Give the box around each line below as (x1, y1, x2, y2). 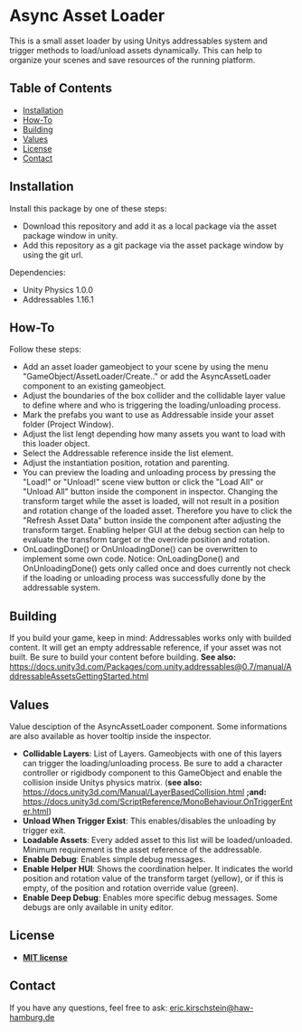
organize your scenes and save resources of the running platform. (9, 54, 256, 65)
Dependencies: (9, 267, 66, 277)
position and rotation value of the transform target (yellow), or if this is (22, 873, 285, 884)
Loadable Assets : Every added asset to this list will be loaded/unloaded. (22, 835, 293, 845)
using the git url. (22, 249, 84, 260)
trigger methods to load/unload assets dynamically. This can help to (9, 44, 262, 55)
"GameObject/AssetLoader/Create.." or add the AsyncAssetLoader (22, 371, 271, 382)
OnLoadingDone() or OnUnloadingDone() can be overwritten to (22, 544, 258, 555)
